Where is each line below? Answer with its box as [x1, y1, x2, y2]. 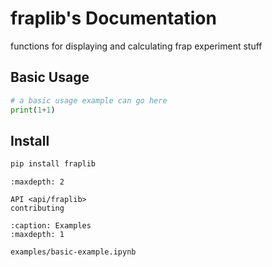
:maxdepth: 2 [10, 177, 65, 187]
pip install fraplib [10, 159, 97, 169]
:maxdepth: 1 [10, 230, 65, 240]
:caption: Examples [10, 221, 92, 231]
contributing [10, 203, 65, 214]
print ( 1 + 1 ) [10, 105, 56, 115]
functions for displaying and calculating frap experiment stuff [10, 40, 263, 52]
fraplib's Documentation [10, 7, 217, 30]
